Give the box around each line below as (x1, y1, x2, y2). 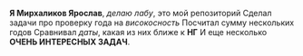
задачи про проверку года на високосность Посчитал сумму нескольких (9, 17, 295, 28)
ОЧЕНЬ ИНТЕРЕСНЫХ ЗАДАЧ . (9, 36, 131, 47)
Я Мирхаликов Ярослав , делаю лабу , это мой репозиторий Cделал (9, 8, 272, 18)
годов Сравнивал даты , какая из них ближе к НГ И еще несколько (9, 27, 268, 37)
